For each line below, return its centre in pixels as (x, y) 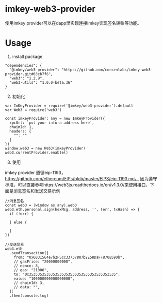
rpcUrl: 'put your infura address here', (52, 123)
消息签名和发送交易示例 (37, 190)
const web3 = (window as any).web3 (41, 205)
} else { (18, 222)
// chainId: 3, (29, 283)
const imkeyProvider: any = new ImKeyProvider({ (55, 118)
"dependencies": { (24, 65)
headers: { (20, 131)
